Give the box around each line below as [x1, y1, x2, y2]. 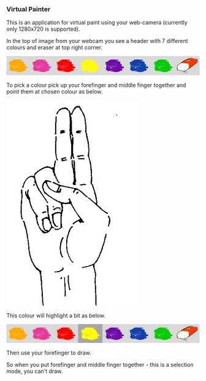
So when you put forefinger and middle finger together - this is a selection [6, 361, 194, 368]
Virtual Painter [6, 5, 51, 14]
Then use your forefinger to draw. [6, 349, 92, 356]
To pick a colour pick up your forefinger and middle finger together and [6, 81, 186, 88]
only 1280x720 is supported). [6, 25, 81, 33]
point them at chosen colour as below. [6, 88, 103, 95]
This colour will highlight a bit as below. [6, 312, 106, 319]
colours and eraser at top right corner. [6, 44, 103, 51]
